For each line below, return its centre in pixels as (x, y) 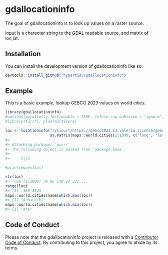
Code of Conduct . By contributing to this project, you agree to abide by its (81, 242)
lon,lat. (12, 38)
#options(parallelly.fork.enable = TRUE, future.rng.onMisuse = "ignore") (85, 117)
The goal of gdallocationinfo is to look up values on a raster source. (74, 23)
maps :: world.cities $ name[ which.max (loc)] (49, 195)
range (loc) (16, 186)
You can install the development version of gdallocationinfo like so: (74, 66)
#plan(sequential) (24, 168)
